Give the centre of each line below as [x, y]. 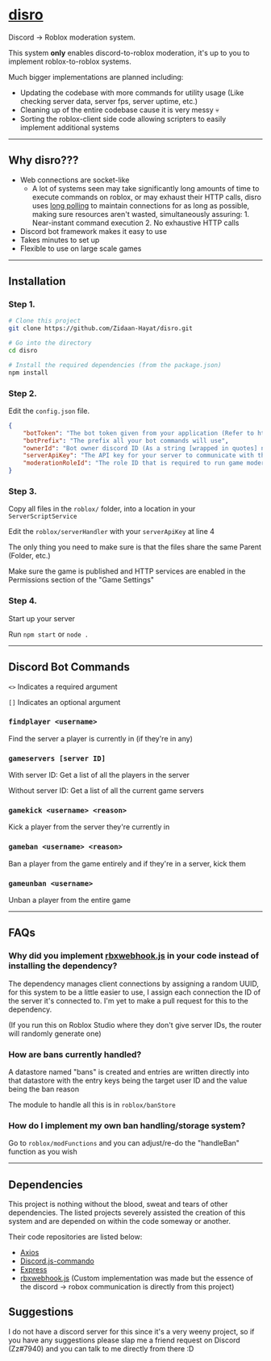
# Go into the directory [50, 343]
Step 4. [23, 601]
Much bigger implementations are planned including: [96, 77]
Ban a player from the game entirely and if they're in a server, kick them [127, 863]
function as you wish [43, 1152]
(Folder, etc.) [29, 556]
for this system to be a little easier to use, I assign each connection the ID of [134, 992]
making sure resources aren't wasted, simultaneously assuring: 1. [141, 214]
